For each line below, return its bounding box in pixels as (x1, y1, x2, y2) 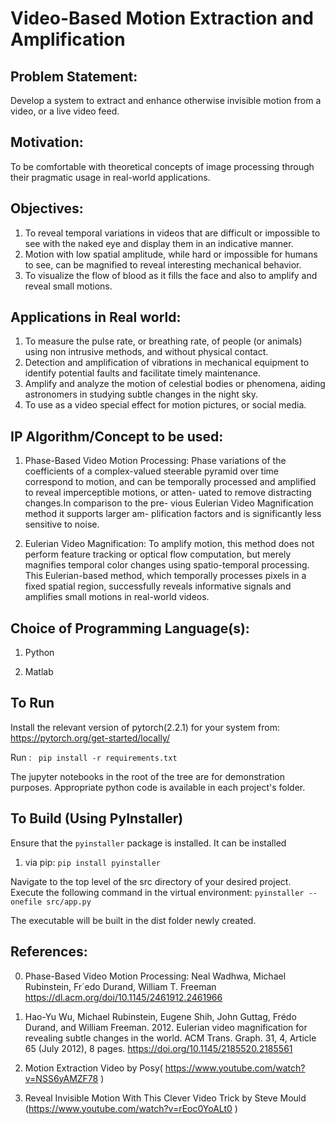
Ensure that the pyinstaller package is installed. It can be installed (10, 837, 287, 849)
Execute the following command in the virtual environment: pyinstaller (10, 886, 305, 898)
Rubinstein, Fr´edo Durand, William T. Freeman (24, 980, 217, 992)
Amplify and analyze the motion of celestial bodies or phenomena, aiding (24, 378, 326, 390)
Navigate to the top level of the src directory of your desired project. (10, 875, 292, 887)
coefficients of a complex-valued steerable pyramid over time (24, 465, 279, 477)
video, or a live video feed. (10, 105, 120, 117)
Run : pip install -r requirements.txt (10, 751, 178, 763)
